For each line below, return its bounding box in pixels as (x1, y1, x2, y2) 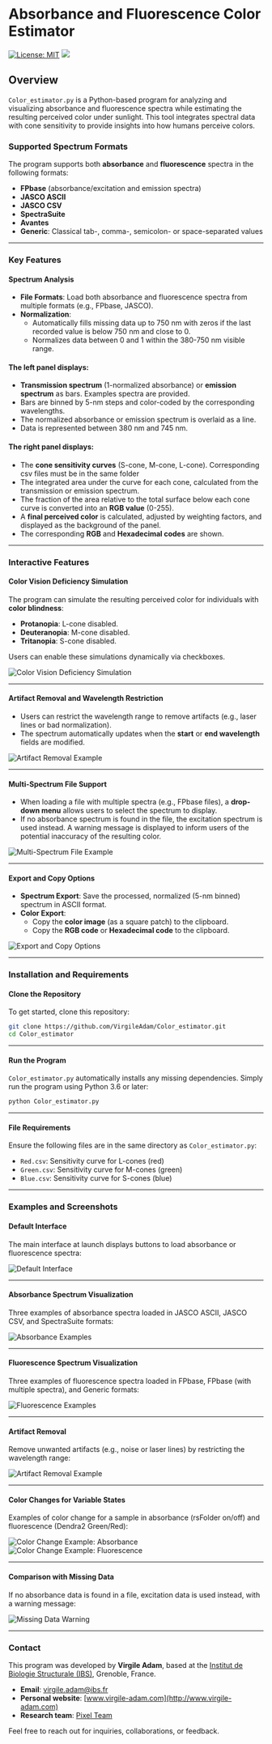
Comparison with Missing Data (8, 1572, 115, 1581)
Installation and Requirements (8, 969, 130, 980)
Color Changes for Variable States (8, 1495, 125, 1504)
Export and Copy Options (8, 873, 96, 883)
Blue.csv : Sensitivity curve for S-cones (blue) (19, 1173, 172, 1183)
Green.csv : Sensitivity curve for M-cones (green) (19, 1165, 183, 1174)
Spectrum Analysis (8, 274, 74, 284)
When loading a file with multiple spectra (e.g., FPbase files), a (19, 797, 229, 807)
